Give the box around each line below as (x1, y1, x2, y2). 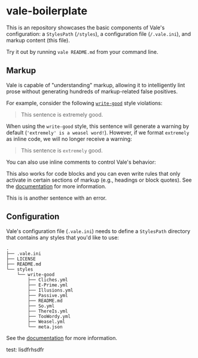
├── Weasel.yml (28, 319, 66, 325)
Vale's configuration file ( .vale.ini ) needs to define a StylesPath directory (6, 227, 190, 234)
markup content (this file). (6, 36, 70, 44)
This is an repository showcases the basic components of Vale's (6, 24, 165, 31)
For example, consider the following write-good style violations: (6, 99, 163, 106)
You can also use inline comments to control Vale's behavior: (6, 158, 157, 166)
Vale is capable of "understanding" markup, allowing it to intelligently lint (6, 81, 185, 88)
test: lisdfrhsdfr (6, 345, 44, 353)
